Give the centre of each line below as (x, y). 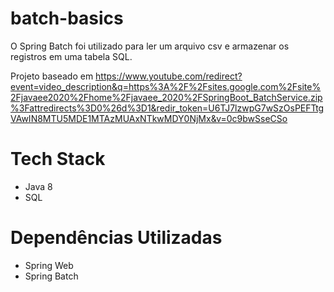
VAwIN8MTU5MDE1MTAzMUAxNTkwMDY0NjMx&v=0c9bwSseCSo (149, 118)
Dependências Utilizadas (116, 238)
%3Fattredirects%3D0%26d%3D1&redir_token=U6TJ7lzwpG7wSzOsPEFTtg (167, 108)
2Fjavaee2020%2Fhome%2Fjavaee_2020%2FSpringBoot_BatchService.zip (166, 97)
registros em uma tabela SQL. (71, 56)
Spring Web (49, 265)
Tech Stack (58, 159)
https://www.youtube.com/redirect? (169, 76)
